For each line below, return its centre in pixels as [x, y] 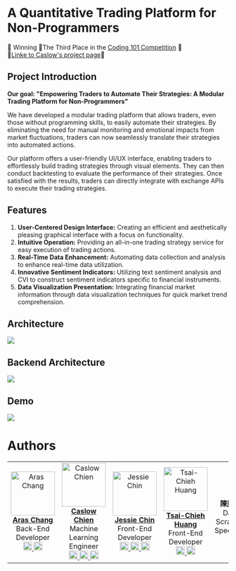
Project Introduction [52, 77]
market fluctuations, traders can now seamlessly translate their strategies [113, 137]
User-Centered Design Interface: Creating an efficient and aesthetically [122, 227]
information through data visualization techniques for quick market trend [122, 294]
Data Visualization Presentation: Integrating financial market [106, 287]
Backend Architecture [56, 362]
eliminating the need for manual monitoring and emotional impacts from [111, 130]
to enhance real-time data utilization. [71, 264]
